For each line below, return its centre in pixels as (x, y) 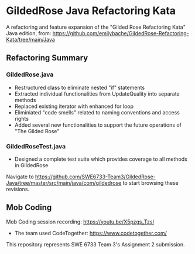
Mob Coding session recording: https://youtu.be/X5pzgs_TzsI (80, 222)
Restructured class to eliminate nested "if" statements (80, 87)
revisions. (18, 189)
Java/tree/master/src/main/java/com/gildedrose (64, 182)
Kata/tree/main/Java (31, 39)
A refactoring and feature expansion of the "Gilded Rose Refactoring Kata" (96, 27)
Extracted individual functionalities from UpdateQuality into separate (97, 94)
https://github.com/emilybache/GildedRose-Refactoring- (121, 33)
